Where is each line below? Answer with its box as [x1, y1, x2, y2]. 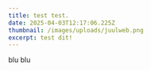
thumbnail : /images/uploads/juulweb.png [8, 26, 145, 34]
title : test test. [8, 11, 69, 20]
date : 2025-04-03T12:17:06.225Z [8, 19, 115, 27]
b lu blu [8, 55, 31, 65]
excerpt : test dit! [8, 33, 73, 42]
